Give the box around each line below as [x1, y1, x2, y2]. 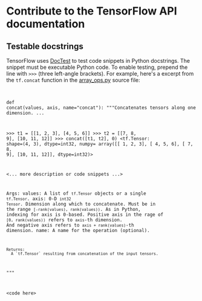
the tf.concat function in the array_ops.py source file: [6, 77, 140, 83]
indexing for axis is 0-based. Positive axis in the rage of [6, 212, 164, 218]
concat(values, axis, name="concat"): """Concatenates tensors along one [6, 105, 197, 111]
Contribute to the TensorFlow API [6, 4, 177, 18]
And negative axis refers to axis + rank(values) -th [6, 222, 134, 228]
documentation [6, 17, 85, 31]
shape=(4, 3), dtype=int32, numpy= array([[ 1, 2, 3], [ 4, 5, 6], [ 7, [6, 141, 194, 147]
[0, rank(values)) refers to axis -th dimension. [6, 217, 123, 223]
